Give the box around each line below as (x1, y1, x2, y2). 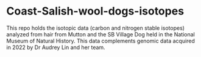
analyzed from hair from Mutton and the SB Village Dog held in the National (6, 30, 195, 38)
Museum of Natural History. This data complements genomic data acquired (6, 37, 195, 44)
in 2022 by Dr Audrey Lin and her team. (6, 44, 105, 51)
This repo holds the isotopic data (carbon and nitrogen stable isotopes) (6, 24, 185, 32)
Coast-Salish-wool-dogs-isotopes (6, 4, 185, 18)
